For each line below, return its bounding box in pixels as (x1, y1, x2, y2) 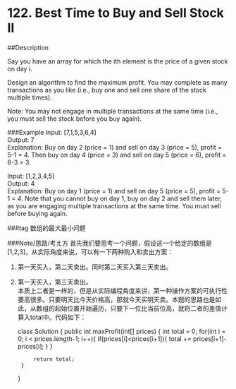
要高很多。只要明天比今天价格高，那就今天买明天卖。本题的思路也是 (17, 295, 216, 304)
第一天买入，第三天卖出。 (17, 277, 92, 286)
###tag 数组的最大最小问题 (7, 224, 86, 232)
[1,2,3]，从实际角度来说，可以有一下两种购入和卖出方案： (7, 247, 174, 256)
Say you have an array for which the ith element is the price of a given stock (7, 56, 228, 65)
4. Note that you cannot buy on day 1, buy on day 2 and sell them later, (17, 194, 222, 203)
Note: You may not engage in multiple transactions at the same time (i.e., (7, 107, 218, 115)
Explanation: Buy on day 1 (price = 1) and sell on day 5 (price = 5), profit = (7, 186, 221, 195)
